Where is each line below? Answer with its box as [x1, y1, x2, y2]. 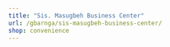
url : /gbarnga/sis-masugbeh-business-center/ [8, 19, 162, 27]
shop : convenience [8, 26, 69, 34]
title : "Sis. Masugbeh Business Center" [8, 11, 145, 20]
